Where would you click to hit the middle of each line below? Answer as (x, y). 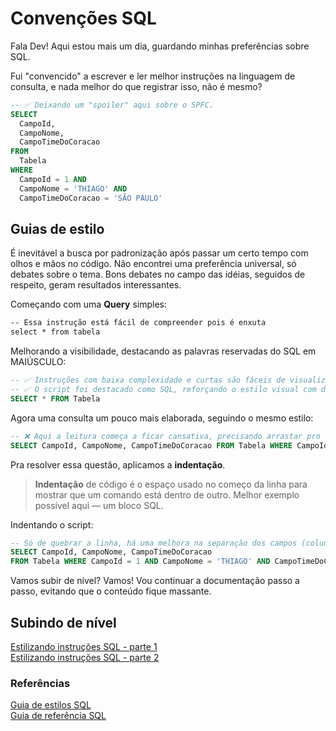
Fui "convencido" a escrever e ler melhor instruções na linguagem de (153, 76)
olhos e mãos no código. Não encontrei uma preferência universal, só (153, 264)
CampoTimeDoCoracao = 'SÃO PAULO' (91, 198)
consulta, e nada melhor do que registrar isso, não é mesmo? (136, 86)
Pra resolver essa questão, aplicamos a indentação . (118, 464)
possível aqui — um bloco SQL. (99, 505)
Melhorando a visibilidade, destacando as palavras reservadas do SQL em (163, 351)
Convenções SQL (83, 18)
